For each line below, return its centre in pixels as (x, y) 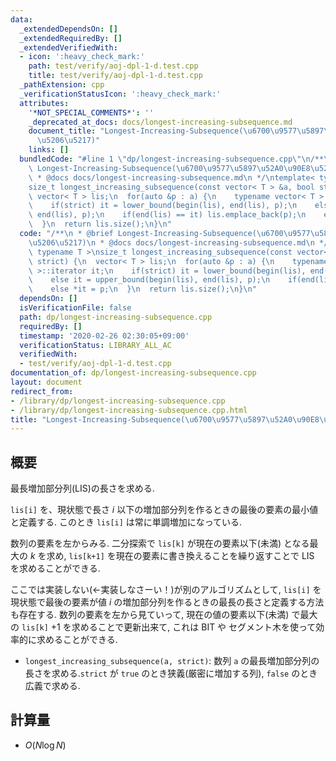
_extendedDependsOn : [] (68, 29)
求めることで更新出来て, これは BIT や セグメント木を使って (194, 627)
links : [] (49, 150)
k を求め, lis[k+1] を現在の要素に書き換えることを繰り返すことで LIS (172, 556)
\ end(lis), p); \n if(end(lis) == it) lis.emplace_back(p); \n (167, 215)
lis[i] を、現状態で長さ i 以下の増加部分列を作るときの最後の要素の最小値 (164, 510)
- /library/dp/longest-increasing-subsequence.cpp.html (129, 410)
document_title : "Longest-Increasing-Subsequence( (136, 131)
